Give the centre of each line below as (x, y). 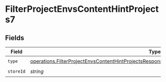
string (37, 71)
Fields (15, 38)
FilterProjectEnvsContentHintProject (82, 9)
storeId (17, 71)
